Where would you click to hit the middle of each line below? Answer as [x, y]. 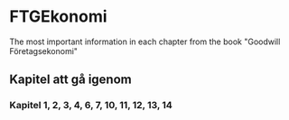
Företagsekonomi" [44, 51]
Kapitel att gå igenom [71, 80]
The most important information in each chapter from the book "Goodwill [145, 42]
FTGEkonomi [58, 17]
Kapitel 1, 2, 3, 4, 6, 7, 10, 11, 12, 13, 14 [91, 106]
